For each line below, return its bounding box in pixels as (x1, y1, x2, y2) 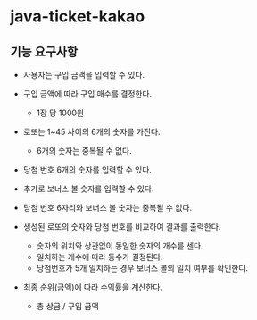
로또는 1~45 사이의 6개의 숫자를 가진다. (22, 127, 161, 137)
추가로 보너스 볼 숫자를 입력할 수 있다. (22, 183, 154, 194)
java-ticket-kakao (10, 6, 145, 27)
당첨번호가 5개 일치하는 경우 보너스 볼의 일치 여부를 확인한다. (36, 263, 249, 274)
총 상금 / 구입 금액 (36, 301, 99, 311)
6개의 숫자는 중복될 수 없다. (36, 146, 132, 156)
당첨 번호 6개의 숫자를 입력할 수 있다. (22, 164, 153, 175)
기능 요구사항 (10, 44, 79, 59)
